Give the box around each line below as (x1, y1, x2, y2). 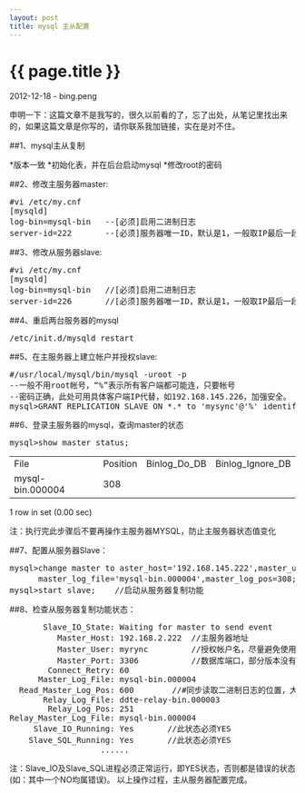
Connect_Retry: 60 (47, 665, 130, 676)
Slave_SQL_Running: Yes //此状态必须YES (28, 735, 231, 746)
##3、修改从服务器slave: (9, 247, 103, 258)
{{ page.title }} (9, 61, 122, 82)
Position (103, 458, 138, 471)
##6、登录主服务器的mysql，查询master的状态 (9, 420, 184, 431)
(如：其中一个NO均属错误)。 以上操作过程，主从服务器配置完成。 (9, 774, 252, 786)
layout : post (9, 13, 59, 23)
